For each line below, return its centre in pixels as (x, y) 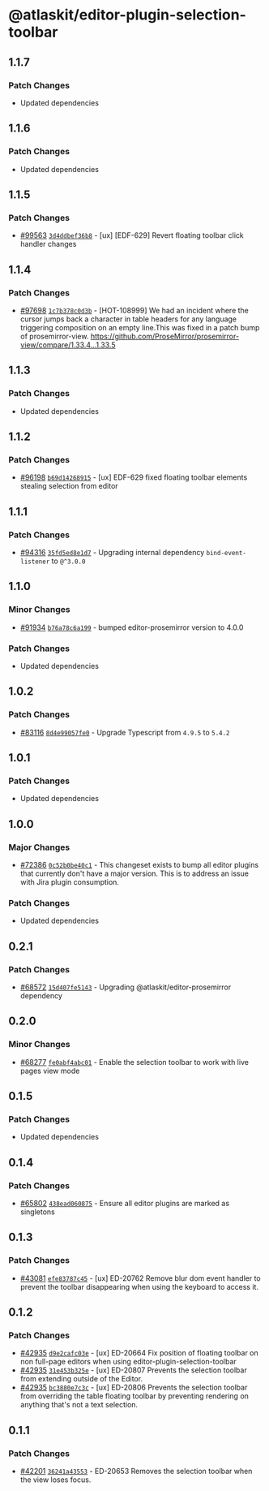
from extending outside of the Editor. (81, 1379)
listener (35, 562)
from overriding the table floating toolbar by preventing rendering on (134, 1396)
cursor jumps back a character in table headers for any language (128, 319)
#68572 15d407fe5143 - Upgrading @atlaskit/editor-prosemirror (126, 987)
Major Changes (39, 847)
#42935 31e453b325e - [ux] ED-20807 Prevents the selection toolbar (133, 1370)
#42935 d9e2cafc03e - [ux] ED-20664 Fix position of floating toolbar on (139, 1353)
